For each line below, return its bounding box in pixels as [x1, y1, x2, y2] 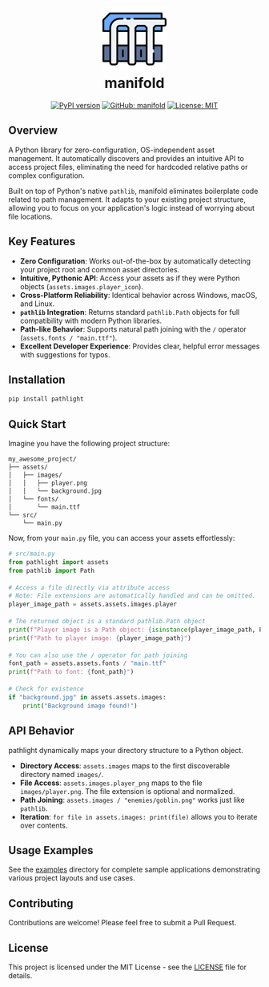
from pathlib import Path [8, 566, 94, 574]
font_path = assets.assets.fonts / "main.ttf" [8, 659, 167, 667]
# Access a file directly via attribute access [8, 583, 171, 591]
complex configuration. [8, 171, 85, 180]
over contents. [19, 820, 68, 830]
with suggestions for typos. [19, 349, 110, 359]
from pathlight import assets [8, 558, 110, 566]
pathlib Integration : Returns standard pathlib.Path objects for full [19, 307, 240, 316]
